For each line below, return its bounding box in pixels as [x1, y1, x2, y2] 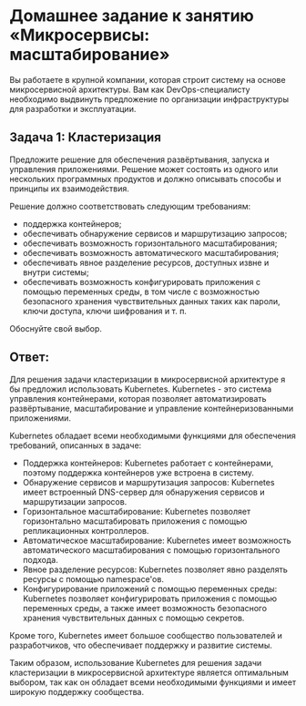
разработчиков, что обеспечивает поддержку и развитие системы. [9, 639, 273, 650]
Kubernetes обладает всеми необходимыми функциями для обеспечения [9, 430, 296, 441]
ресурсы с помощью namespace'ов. [22, 573, 164, 584]
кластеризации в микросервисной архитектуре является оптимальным [9, 667, 290, 678]
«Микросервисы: [9, 25, 150, 46]
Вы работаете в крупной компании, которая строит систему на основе [9, 74, 286, 85]
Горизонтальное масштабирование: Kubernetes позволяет [22, 506, 251, 517]
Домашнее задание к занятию [9, 5, 255, 26]
